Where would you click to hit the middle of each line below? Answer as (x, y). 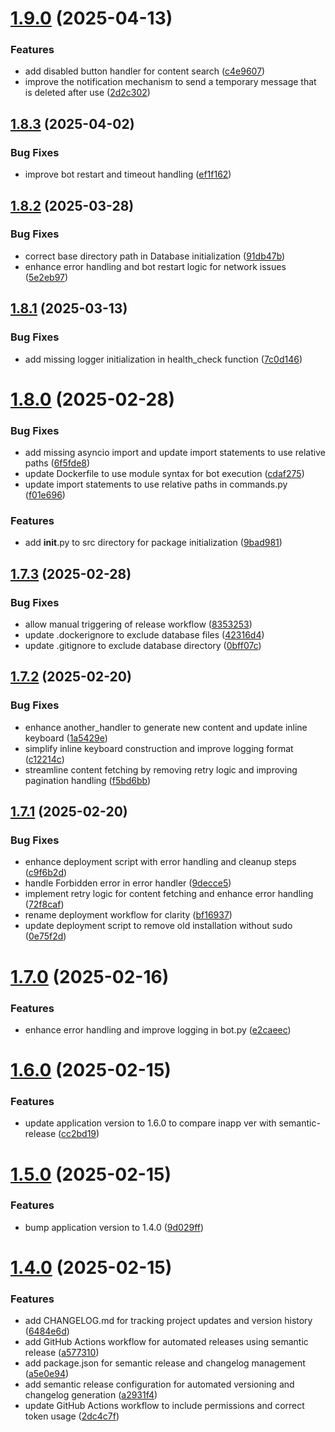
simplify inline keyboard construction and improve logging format (159, 748)
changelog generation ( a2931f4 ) (91, 1395)
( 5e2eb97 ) (46, 277)
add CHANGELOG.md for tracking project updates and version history (168, 1321)
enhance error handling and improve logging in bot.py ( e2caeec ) (158, 1029)
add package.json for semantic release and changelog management (165, 1363)
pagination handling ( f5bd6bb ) (88, 780)
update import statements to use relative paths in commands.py (156, 484)
